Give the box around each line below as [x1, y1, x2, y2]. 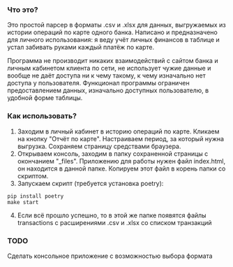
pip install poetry [7, 192, 64, 200]
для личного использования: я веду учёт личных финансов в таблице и [7, 36, 220, 44]
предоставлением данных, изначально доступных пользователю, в [7, 86, 209, 95]
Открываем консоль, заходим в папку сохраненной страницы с [17, 149, 209, 158]
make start [7, 199, 39, 205]
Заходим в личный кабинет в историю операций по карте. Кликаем [17, 127, 220, 136]
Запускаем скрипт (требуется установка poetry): [17, 179, 164, 187]
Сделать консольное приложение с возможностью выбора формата [7, 252, 213, 260]
